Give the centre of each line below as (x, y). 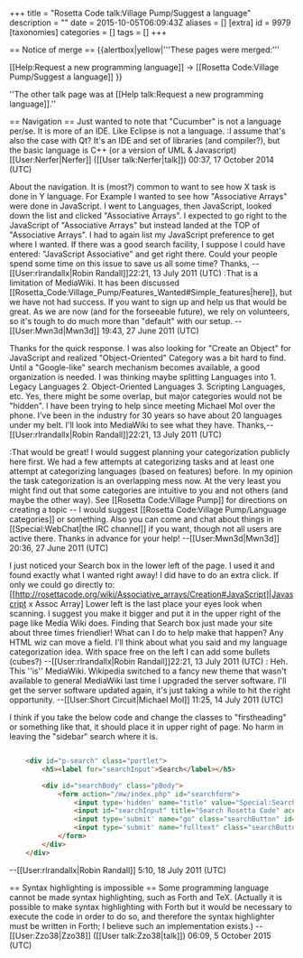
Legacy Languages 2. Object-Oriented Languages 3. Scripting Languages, (147, 386)
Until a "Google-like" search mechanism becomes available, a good (134, 367)
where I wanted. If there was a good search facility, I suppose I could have (147, 244)
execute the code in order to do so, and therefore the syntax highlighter (142, 916)
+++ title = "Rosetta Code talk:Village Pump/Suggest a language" (130, 13)
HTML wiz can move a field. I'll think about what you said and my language (148, 642)
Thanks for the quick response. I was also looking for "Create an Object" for (150, 348)
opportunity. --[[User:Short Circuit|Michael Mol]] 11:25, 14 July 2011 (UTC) (147, 700)
